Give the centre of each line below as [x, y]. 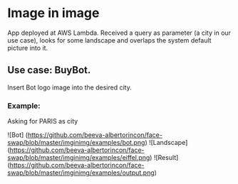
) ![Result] [164, 158]
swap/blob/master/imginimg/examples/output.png [81, 173]
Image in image [53, 13]
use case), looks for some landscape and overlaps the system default [109, 40]
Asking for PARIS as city [43, 121]
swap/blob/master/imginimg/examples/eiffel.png [79, 158]
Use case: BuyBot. [49, 70]
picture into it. [28, 48]
